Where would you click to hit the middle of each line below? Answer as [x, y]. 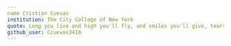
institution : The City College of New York [70, 20]
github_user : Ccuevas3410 [44, 32]
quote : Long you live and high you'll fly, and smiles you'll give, [107, 26]
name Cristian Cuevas [38, 13]
